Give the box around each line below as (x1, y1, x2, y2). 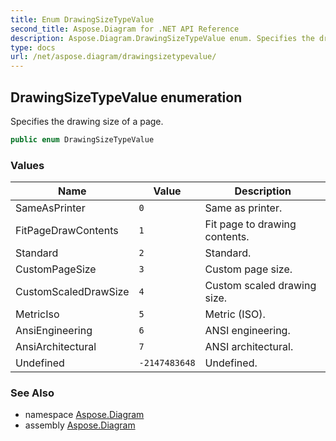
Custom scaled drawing (204, 279, 317, 293)
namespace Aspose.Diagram (24, 409, 145, 421)
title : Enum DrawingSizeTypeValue (10, 14, 155, 25)
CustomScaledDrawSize (15, 285, 130, 299)
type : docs (10, 42, 56, 53)
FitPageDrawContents (15, 224, 119, 238)
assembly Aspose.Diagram (24, 419, 136, 431)
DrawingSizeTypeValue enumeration (10, 89, 243, 106)
